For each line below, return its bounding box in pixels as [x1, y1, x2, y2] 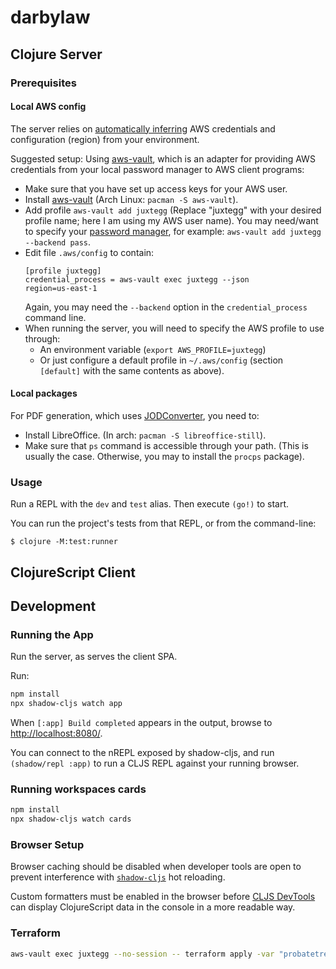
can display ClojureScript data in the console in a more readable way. [10, 901, 296, 913]
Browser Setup [10, 838, 85, 851]
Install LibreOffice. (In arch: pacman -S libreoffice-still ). [24, 429, 267, 441]
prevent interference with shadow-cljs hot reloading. [10, 871, 226, 883]
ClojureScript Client [10, 564, 136, 581]
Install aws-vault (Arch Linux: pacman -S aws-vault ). [24, 193, 239, 205]
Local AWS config [10, 101, 87, 113]
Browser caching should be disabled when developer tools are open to [10, 861, 302, 873]
